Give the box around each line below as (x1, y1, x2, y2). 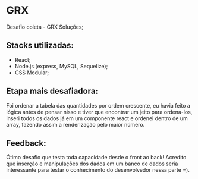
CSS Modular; (14, 69, 49, 76)
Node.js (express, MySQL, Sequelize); (14, 62, 108, 70)
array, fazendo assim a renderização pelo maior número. (6, 121, 145, 128)
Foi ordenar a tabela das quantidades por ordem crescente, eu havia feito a (6, 102, 190, 109)
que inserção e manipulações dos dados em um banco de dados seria (6, 160, 178, 167)
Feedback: (6, 138, 46, 148)
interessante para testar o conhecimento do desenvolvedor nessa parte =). (6, 167, 190, 174)
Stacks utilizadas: (6, 40, 74, 51)
